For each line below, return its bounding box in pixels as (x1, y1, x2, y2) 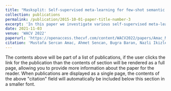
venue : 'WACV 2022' (5, 31, 47, 36)
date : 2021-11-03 (5, 26, 42, 31)
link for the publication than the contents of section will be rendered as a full (5, 59, 165, 66)
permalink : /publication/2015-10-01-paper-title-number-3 (5, 17, 131, 22)
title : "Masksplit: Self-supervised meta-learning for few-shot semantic (5, 7, 165, 13)
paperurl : (5, 36, 26, 41)
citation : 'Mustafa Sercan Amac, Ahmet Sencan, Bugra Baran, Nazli (5, 40, 152, 45)
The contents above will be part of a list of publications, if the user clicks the (5, 54, 165, 60)
